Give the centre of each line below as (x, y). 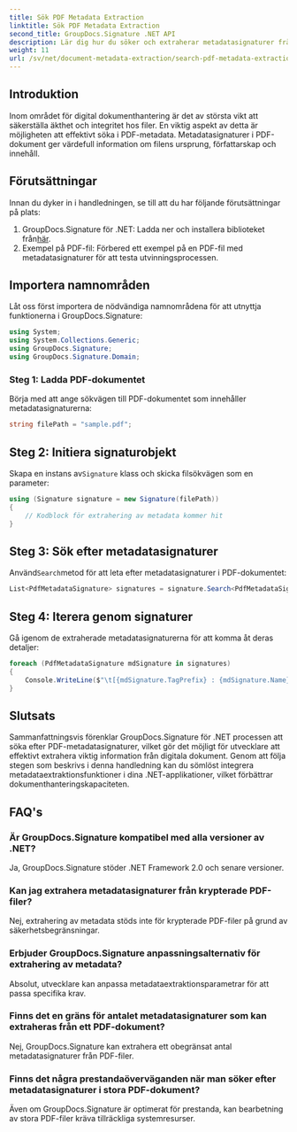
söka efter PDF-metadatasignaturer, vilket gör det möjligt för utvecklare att (145, 747)
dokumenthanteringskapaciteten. (69, 784)
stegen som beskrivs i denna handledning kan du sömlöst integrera (132, 765)
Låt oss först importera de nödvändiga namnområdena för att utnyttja (135, 306)
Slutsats (32, 715)
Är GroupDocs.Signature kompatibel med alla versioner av (137, 837)
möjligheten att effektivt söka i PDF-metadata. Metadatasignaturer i (132, 135)
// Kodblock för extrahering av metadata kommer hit (124, 516)
